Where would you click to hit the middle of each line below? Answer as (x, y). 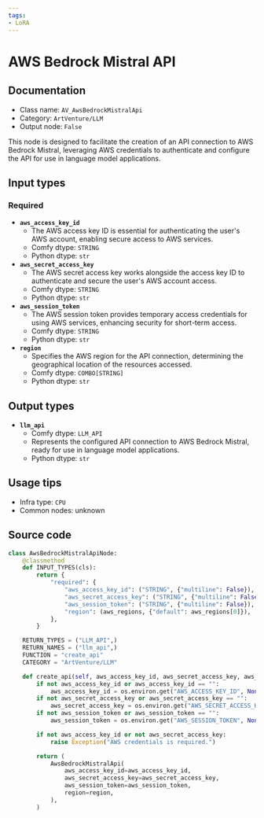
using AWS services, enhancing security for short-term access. (134, 322)
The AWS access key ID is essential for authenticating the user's (136, 231)
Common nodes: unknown (62, 510)
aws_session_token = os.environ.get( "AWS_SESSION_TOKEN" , (147, 720)
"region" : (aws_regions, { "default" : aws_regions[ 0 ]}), (158, 612)
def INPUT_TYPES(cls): (59, 568)
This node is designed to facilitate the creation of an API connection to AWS (131, 142)
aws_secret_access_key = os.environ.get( (119, 706)
